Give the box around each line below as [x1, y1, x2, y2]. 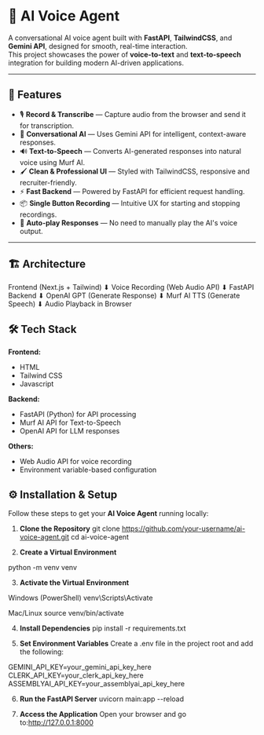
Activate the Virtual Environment [19, 578, 130, 587]
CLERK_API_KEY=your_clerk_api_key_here [8, 671, 144, 680]
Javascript [19, 379, 54, 389]
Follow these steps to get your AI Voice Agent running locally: [8, 509, 209, 518]
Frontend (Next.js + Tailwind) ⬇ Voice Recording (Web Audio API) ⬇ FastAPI [8, 282, 255, 291]
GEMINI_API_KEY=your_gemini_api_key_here [8, 663, 152, 672]
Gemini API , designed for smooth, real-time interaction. [8, 41, 188, 50]
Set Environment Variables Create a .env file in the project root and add [19, 639, 254, 649]
